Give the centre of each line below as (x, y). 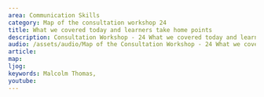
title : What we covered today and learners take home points (110, 30)
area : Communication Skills (54, 15)
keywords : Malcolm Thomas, (52, 74)
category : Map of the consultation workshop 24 (88, 23)
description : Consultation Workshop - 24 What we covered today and (123, 37)
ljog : (17, 66)
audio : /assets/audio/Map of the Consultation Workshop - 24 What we (125, 45)
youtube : (22, 81)
